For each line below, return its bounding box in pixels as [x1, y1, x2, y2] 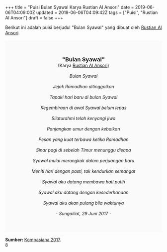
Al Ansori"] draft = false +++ [5, 15, 64, 20]
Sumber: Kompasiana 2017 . [5, 237, 61, 243]
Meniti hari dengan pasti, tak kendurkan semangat [31, 168, 136, 174]
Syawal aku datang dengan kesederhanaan [38, 189, 129, 195]
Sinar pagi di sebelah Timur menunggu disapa [36, 147, 131, 153]
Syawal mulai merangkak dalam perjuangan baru [32, 158, 135, 163]
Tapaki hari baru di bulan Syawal [49, 94, 118, 100]
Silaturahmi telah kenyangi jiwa [51, 116, 116, 121]
